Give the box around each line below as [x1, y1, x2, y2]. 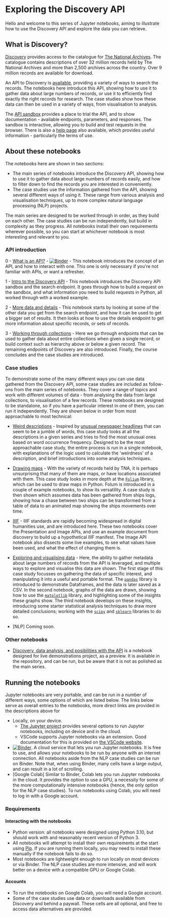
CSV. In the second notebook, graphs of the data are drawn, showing [12, 587, 156, 593]
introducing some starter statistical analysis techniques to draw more [12, 603, 156, 609]
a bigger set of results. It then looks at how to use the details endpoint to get [5, 315, 164, 321]
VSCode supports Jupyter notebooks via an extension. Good [20, 734, 147, 740]
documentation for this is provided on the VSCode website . [20, 739, 143, 745]
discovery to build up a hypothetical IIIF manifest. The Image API [12, 534, 147, 540]
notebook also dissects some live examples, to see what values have [12, 539, 156, 545]
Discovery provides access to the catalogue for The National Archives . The [5, 54, 161, 60]
